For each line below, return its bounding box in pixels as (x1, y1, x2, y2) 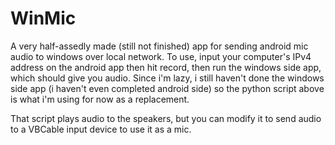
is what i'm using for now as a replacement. (10, 93, 190, 105)
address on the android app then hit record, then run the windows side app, (10, 61, 322, 73)
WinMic (10, 7, 77, 30)
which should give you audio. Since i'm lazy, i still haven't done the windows (10, 72, 325, 84)
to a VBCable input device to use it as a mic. (10, 123, 192, 135)
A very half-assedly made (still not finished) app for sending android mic (10, 40, 309, 52)
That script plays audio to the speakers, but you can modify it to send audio (10, 112, 322, 124)
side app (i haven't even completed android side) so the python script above (10, 82, 325, 94)
